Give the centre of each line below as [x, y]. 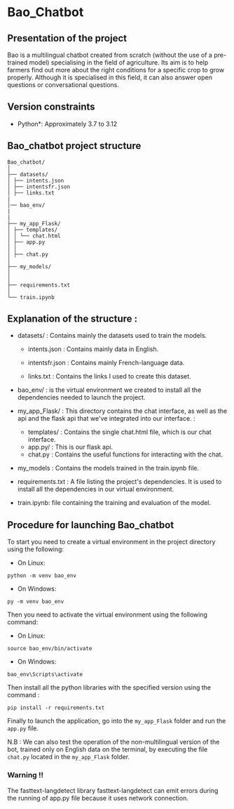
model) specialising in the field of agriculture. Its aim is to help [119, 63]
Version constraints [51, 107]
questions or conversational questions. [63, 85]
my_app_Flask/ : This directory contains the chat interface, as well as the [122, 411]
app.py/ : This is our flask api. [70, 447]
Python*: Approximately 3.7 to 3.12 [67, 124]
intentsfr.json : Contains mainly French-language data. [106, 363]
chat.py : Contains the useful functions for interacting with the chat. [125, 454]
